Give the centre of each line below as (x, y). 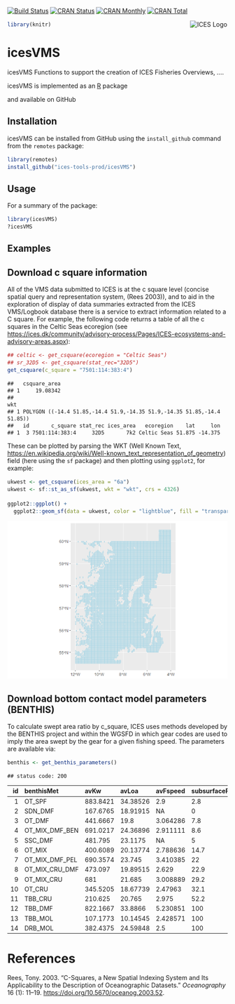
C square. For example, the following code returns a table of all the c (106, 319)
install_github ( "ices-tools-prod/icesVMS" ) (72, 167)
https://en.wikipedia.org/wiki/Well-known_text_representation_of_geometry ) (116, 453)
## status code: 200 (37, 776)
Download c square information (77, 273)
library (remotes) (33, 159)
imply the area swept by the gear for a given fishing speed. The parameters (116, 741)
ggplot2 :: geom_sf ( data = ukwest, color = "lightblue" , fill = (106, 511)
